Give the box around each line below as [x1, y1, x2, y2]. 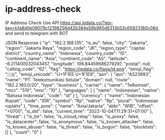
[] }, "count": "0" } [5, 129, 42, 135]
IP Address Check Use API [5, 20, 59, 26]
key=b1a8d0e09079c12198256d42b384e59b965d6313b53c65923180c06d [5, 25, 158, 31]
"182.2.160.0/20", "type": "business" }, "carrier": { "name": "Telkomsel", [5, 82, 151, 88]
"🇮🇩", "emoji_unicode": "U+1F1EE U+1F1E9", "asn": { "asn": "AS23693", [5, 71, 152, 77]
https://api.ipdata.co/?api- [60, 20, 114, 26]
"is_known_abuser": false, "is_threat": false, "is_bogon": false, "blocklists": [5, 124, 157, 130]
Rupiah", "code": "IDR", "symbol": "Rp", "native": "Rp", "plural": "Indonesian [5, 98, 159, 104]
